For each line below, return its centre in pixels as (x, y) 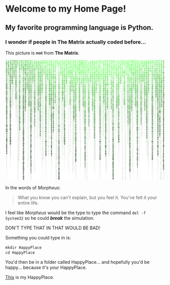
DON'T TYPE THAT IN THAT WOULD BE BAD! (53, 228)
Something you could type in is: (38, 237)
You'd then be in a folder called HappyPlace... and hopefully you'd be (77, 262)
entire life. (28, 202)
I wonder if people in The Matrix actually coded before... (76, 42)
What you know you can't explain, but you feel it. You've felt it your (87, 197)
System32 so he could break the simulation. (50, 218)
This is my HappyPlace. (30, 277)
